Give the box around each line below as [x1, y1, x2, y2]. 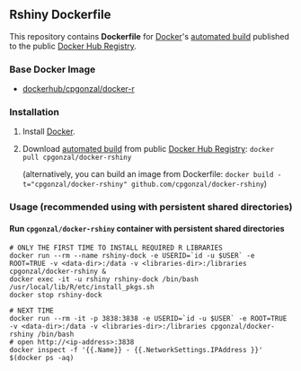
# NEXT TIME [9, 305, 54, 315]
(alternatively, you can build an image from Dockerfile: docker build [22, 169, 274, 180]
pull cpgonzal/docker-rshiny [22, 153, 132, 163]
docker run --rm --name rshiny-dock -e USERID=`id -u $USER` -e [9, 251, 255, 260]
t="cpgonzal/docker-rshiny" [22, 180, 128, 190]
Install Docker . [22, 126, 75, 137]
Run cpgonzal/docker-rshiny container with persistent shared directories [9, 223, 285, 234]
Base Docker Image [9, 63, 96, 75]
